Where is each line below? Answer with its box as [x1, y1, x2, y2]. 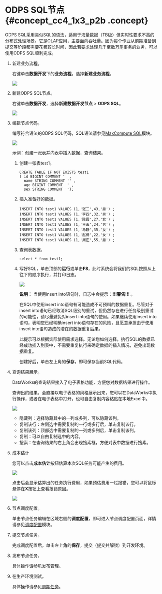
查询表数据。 [19, 247, 45, 252]
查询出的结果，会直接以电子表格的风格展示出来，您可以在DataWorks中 [12, 390, 153, 396]
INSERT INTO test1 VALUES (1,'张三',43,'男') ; [19, 206, 115, 212]
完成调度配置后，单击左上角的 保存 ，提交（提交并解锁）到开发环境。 [12, 542, 148, 548]
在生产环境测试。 [12, 573, 46, 579]
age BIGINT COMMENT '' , [23, 182, 74, 187]
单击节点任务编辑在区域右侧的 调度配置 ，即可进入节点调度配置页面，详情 [12, 515, 156, 521]
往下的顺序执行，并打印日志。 [19, 271, 79, 277]
